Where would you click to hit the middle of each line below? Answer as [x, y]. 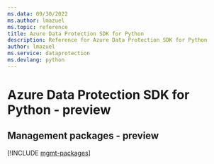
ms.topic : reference [38, 27]
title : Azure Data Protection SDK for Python [75, 34]
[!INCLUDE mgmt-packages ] [49, 153]
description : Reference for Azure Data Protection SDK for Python [107, 40]
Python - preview [59, 110]
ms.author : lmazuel [36, 20]
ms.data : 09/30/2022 [38, 14]
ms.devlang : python [36, 60]
